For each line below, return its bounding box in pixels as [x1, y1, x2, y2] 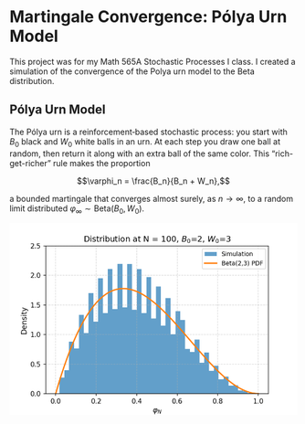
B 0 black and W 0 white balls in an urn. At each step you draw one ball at [9, 135, 281, 149]
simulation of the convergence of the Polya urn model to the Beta [9, 66, 256, 77]
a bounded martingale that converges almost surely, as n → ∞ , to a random [9, 193, 294, 204]
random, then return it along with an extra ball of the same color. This [9, 148, 270, 159]
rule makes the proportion [53, 157, 151, 168]
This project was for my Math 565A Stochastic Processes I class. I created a [9, 56, 296, 67]
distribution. [9, 75, 55, 86]
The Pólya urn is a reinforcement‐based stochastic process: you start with [9, 126, 288, 137]
